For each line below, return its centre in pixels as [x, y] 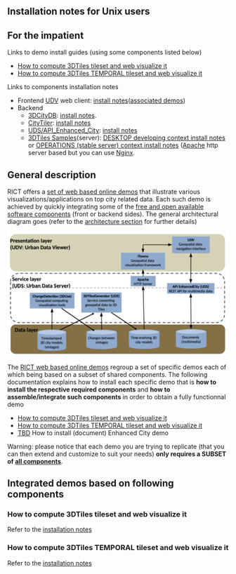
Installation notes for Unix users [79, 12]
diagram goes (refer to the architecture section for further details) [102, 222]
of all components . [35, 461]
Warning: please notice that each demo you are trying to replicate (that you [116, 446]
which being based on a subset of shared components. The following [107, 374]
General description [52, 175]
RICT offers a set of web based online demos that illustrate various [104, 192]
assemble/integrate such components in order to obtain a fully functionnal [117, 396]
